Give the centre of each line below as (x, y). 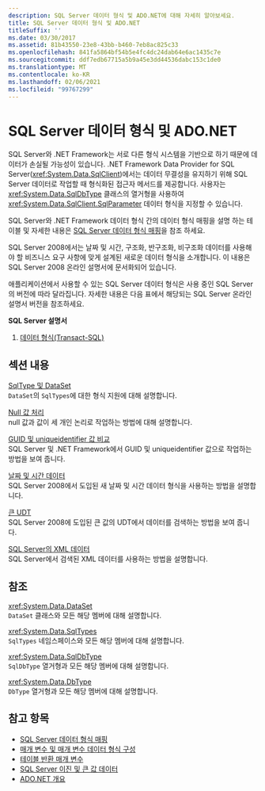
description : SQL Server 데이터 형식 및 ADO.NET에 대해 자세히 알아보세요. (122, 15)
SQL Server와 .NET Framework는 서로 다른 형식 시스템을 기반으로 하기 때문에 (129, 155)
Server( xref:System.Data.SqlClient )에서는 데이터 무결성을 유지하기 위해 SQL (128, 174)
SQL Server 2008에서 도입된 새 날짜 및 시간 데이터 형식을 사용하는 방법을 (122, 486)
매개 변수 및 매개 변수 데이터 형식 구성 (78, 749)
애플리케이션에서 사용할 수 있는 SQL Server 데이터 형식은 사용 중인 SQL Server (131, 284)
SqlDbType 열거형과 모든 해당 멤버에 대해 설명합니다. (88, 666)
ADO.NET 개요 (42, 778)
